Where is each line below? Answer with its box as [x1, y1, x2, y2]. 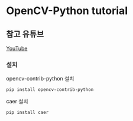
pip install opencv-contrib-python [6, 87, 94, 93]
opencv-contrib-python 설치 [6, 75, 74, 82]
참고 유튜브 [6, 29, 44, 39]
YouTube [6, 45, 28, 52]
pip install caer [6, 110, 49, 116]
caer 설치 [6, 98, 28, 105]
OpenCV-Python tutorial [6, 4, 128, 18]
